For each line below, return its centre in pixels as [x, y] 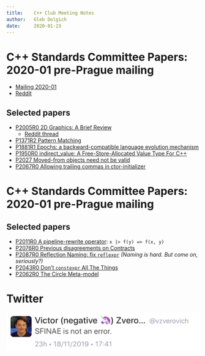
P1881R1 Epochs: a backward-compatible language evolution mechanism [107, 147]
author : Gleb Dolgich [37, 19]
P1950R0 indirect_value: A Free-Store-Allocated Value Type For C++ [101, 154]
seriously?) [29, 261]
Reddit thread [42, 134]
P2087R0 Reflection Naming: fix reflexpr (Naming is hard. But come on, [106, 255]
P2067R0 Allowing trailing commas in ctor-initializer [80, 167]
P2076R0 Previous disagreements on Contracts [75, 248]
